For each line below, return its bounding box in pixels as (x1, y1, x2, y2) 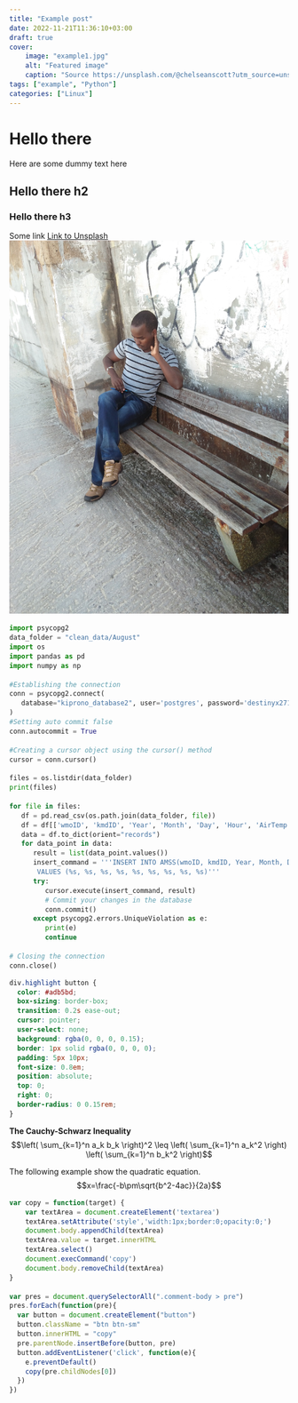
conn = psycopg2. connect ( (9, 690, 105, 698)
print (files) (9, 783, 58, 793)
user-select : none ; (17, 1025, 90, 1034)
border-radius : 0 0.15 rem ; (17, 1100, 117, 1109)
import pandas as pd (9, 651, 86, 661)
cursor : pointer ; (17, 1016, 82, 1025)
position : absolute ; (17, 1072, 93, 1081)
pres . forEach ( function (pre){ (9, 1302, 117, 1311)
